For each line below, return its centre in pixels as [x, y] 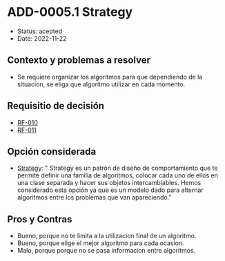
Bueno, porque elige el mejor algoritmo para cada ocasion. [100, 243]
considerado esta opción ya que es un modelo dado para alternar [110, 190]
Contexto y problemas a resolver [79, 60]
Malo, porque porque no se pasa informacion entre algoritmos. [106, 251]
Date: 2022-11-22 [42, 38]
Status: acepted [40, 31]
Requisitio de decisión [56, 106]
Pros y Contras [40, 219]
